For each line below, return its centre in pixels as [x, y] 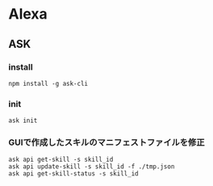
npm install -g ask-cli [48, 83]
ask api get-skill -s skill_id [61, 160]
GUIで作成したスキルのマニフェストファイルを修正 [106, 142]
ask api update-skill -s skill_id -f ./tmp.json [92, 167]
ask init [23, 121]
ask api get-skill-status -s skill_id [73, 174]
